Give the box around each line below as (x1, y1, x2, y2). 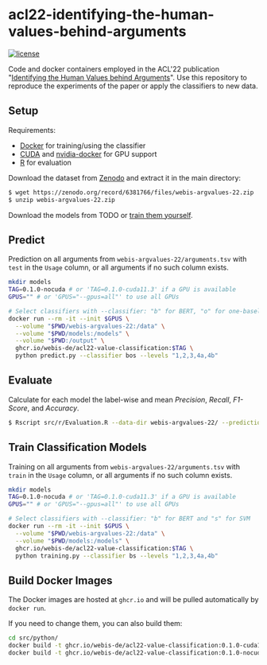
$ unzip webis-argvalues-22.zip (8, 196, 115, 204)
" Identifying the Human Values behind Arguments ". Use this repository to (8, 72, 248, 82)
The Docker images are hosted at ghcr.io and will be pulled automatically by (8, 595, 259, 605)
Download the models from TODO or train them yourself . (8, 210, 193, 220)
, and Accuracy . (27, 403, 79, 413)
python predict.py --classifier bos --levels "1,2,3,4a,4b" (15, 352, 219, 360)
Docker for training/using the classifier (19, 141, 146, 150)
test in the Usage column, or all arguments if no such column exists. (8, 262, 229, 272)
